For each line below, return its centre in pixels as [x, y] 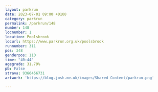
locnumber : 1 [18, 32]
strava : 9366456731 [25, 73]
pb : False [15, 69]
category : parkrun [24, 19]
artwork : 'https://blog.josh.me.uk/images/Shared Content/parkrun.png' [79, 78]
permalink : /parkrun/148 [30, 23]
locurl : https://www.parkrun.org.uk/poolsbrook [55, 42]
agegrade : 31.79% [23, 64]
